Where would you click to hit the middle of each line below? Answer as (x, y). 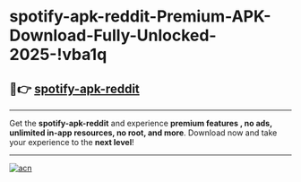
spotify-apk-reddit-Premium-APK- (140, 17)
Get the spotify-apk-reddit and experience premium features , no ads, (141, 123)
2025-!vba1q (58, 55)
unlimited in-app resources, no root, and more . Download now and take (143, 133)
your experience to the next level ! (72, 142)
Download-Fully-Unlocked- (113, 35)
